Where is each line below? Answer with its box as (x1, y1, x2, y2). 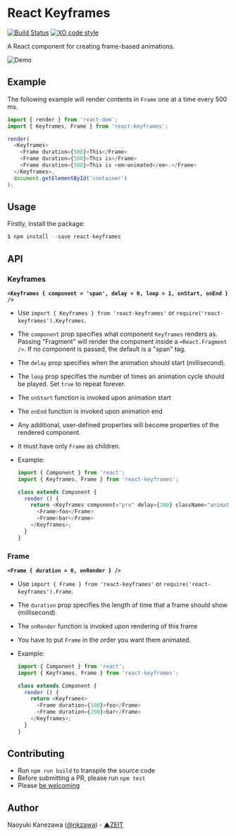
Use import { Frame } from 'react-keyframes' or (17, 579, 162, 587)
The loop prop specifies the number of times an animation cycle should (17, 372, 225, 381)
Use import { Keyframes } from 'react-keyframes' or (17, 309, 175, 317)
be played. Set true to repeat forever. (17, 379, 126, 388)
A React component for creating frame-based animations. (7, 42, 175, 50)
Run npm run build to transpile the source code (17, 766, 156, 775)
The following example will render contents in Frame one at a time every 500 (7, 95, 228, 103)
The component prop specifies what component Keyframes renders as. (17, 330, 218, 338)
